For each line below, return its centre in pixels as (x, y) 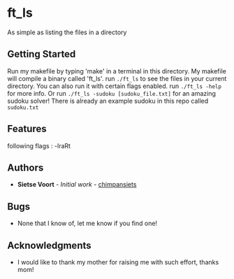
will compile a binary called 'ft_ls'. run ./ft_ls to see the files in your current (117, 78)
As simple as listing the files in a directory (67, 32)
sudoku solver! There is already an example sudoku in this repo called (108, 101)
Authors (25, 167)
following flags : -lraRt (39, 145)
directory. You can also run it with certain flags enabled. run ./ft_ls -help (115, 86)
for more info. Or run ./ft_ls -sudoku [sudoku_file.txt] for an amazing (112, 93)
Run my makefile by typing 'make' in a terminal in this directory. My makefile (117, 71)
